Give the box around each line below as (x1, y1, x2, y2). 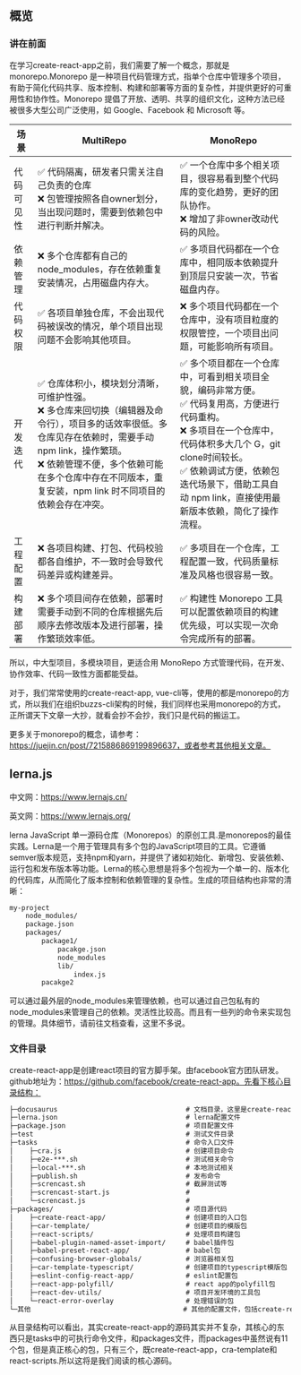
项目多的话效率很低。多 (68, 417, 168, 430)
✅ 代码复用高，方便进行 (179, 397, 280, 409)
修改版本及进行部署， (64, 619, 155, 632)
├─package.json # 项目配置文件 (9, 1121, 235, 1130)
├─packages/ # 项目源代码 (9, 1205, 228, 1214)
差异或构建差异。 (46, 568, 119, 580)
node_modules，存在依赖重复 (37, 262, 163, 275)
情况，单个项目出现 (82, 320, 164, 332)
